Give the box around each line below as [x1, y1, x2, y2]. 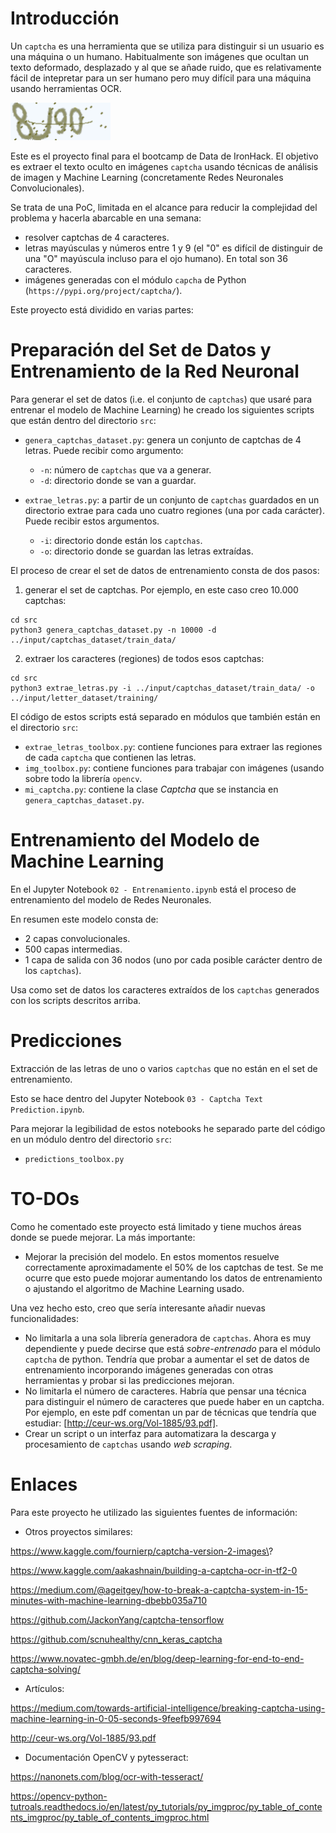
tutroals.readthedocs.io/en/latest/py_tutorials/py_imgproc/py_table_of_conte [10, 1800, 323, 1812]
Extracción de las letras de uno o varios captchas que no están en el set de [10, 1062, 318, 1074]
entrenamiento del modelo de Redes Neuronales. [10, 893, 212, 906]
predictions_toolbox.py [24, 1154, 125, 1164]
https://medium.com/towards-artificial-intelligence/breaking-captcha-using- [10, 1702, 326, 1714]
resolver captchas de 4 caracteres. [24, 231, 170, 243]
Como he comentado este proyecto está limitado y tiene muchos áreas [10, 1220, 302, 1232]
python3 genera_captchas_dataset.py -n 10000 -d [10, 625, 217, 635]
